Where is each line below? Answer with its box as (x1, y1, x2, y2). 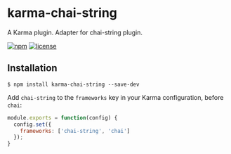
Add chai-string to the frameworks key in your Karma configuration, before (7, 93, 224, 101)
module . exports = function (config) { (7, 114, 118, 121)
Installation (7, 62, 58, 75)
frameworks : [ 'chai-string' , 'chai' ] (20, 127, 131, 134)
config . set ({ (13, 121, 52, 128)
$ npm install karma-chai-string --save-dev (7, 81, 140, 88)
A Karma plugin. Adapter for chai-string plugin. (7, 28, 143, 37)
